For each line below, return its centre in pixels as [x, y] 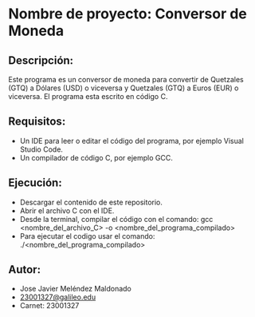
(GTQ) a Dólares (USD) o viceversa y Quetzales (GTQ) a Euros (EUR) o [124, 88]
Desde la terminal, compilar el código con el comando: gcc [116, 219]
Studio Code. [41, 149]
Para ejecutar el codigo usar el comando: [87, 236]
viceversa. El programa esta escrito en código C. [88, 96]
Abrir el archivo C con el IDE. [67, 210]
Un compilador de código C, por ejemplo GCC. [96, 157]
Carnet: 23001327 [49, 306]
